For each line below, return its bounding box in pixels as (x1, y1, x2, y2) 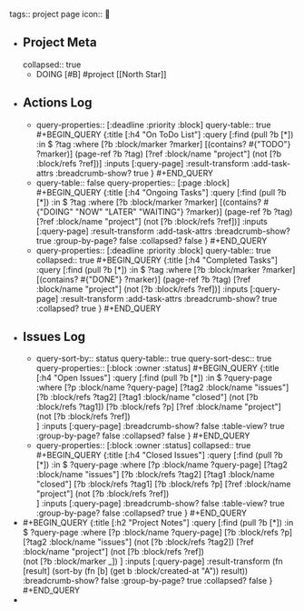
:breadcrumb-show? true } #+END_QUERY (55, 167, 214, 178)
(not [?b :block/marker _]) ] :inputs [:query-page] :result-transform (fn (22, 556, 283, 567)
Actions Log (22, 95, 93, 111)
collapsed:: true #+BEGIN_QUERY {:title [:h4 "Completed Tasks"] (35, 255, 279, 265)
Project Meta (22, 35, 97, 50)
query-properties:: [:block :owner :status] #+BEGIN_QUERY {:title (35, 363, 279, 374)
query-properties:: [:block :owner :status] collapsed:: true (35, 440, 251, 451)
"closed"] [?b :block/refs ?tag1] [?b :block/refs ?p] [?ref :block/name (35, 478, 291, 490)
